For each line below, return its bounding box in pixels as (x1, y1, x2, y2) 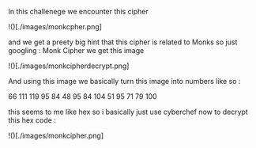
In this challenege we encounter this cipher (8, 7, 149, 16)
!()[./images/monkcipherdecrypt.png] (8, 61, 130, 70)
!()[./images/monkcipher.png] (8, 131, 104, 140)
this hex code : (8, 116, 57, 125)
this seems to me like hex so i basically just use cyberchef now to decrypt (8, 107, 249, 116)
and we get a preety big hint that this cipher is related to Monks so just (8, 37, 238, 47)
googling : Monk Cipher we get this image (8, 46, 145, 55)
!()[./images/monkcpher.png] (8, 22, 103, 31)
